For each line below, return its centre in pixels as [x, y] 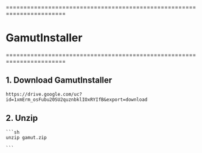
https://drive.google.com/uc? [44, 94]
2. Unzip [22, 118]
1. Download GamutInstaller [59, 80]
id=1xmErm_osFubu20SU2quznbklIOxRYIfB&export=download [77, 100]
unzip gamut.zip [26, 137]
